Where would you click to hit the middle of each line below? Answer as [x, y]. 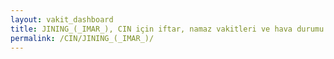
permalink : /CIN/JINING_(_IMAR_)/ [82, 38]
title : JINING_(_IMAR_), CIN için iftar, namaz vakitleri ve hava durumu [167, 29]
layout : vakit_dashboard [62, 19]
